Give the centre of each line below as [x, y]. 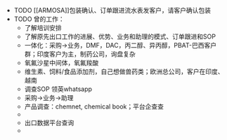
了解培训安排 [43, 28]
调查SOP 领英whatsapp [58, 89]
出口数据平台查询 [49, 122]
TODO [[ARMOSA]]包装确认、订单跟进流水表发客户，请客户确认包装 [112, 10]
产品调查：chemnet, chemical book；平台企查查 [94, 106]
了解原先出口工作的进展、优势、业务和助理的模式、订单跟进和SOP [120, 36]
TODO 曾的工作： [39, 19]
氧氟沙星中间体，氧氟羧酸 [61, 63]
